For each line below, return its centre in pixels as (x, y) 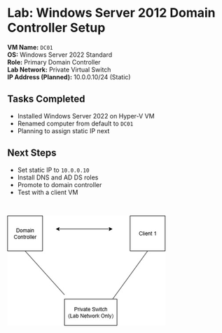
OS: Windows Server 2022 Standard (60, 55)
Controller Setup (56, 28)
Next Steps (32, 153)
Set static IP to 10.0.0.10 (53, 170)
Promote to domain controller (60, 184)
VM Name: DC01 (30, 47)
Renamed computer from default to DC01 (75, 123)
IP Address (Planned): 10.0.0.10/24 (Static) (69, 77)
